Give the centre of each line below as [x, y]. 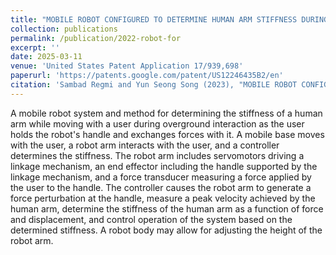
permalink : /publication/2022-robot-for [96, 38]
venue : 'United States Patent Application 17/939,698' [127, 66]
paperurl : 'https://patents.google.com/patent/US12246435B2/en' [147, 76]
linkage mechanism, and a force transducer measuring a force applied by [161, 177]
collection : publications [64, 29]
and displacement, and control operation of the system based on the [151, 219]
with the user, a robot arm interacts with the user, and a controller [145, 145]
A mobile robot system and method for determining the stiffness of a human [166, 113]
